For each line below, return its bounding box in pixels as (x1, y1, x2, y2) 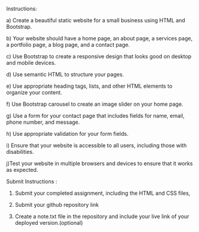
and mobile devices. (6, 60, 56, 66)
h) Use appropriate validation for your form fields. (6, 130, 129, 137)
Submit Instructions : (6, 178, 58, 185)
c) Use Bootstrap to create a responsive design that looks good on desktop (6, 53, 192, 60)
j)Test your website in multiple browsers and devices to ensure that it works (6, 160, 193, 167)
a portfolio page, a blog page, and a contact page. (6, 41, 130, 48)
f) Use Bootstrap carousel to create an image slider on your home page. (6, 100, 184, 108)
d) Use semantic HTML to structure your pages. (6, 71, 124, 78)
